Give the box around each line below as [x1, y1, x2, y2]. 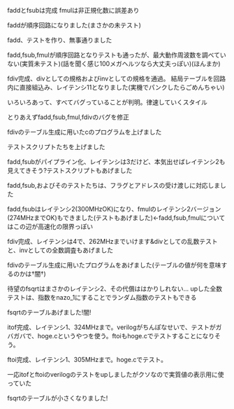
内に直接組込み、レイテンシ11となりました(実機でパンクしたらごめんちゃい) [7, 83, 225, 91]
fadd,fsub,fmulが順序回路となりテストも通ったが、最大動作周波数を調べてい [7, 51, 226, 59]
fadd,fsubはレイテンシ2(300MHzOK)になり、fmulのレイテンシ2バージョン [7, 205, 221, 213]
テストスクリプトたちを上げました [7, 143, 105, 151]
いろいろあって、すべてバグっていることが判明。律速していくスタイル [7, 98, 207, 106]
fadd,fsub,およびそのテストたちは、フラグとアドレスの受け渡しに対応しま [7, 181, 221, 189]
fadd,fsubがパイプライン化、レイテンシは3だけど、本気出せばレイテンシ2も [7, 158, 226, 166]
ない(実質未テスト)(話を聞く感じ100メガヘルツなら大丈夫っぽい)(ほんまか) [7, 60, 221, 68]
